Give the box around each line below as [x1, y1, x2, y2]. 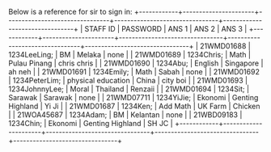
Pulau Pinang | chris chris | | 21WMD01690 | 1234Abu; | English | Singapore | [8, 58, 264, 68]
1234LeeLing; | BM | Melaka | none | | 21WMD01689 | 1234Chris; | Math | [8, 50, 251, 59]
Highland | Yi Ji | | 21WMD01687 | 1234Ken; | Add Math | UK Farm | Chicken [8, 101, 260, 111]
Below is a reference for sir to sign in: [8, 7, 133, 16]
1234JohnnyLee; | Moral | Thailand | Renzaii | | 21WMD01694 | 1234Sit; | [8, 84, 249, 94]
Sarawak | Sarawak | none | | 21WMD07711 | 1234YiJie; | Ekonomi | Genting [8, 93, 259, 102]
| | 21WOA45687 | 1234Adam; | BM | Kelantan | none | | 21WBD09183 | [8, 110, 243, 120]
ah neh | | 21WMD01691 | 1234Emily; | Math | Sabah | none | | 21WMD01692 [8, 67, 260, 76]
